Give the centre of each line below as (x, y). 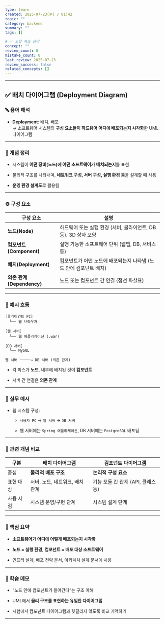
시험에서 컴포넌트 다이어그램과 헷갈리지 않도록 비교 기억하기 (69, 611)
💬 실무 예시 (17, 399)
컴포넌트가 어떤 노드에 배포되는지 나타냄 (103, 261)
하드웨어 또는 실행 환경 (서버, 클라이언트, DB (108, 227)
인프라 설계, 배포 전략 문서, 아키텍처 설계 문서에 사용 (62, 560)
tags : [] (14, 33)
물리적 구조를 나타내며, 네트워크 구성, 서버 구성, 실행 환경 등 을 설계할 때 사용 (84, 175)
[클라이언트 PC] (19, 316)
